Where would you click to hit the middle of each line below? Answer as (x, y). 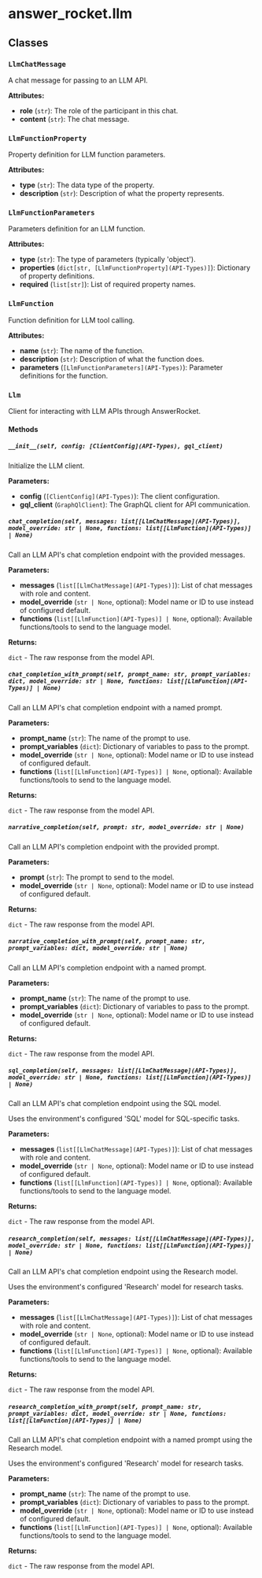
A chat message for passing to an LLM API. (78, 80)
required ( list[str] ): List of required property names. (107, 285)
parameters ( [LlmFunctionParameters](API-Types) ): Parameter (121, 367)
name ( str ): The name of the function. (82, 350)
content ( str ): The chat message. (74, 119)
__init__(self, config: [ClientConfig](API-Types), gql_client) (116, 446)
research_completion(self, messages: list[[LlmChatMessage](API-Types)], (132, 1239)
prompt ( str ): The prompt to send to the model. (97, 877)
